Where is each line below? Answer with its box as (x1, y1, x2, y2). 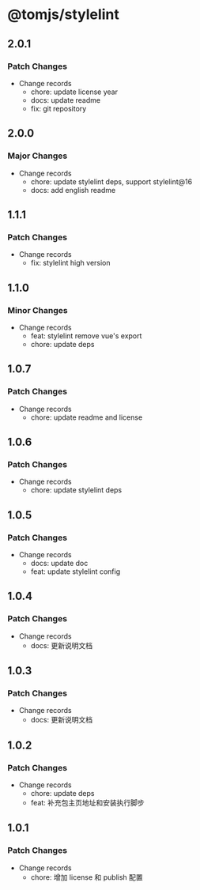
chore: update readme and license (30, 413, 143, 422)
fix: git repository (30, 104, 87, 113)
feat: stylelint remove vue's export (30, 330, 142, 341)
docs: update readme (30, 95, 100, 104)
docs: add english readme (30, 185, 116, 194)
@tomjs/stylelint (7, 6, 119, 24)
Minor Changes (7, 304, 68, 315)
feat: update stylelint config (30, 567, 121, 576)
